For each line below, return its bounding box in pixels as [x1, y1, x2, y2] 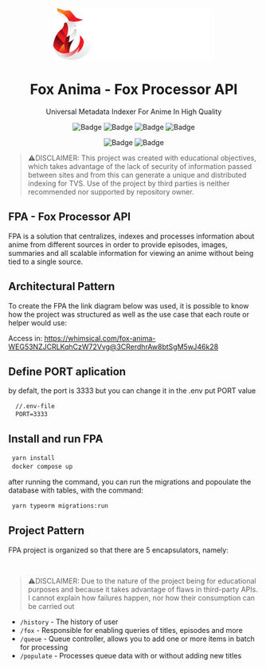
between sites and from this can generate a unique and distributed [27, 170, 247, 179]
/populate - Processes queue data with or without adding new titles [19, 650, 242, 660]
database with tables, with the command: [8, 485, 143, 495]
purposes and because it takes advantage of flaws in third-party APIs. [27, 584, 259, 594]
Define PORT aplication [8, 364, 126, 378]
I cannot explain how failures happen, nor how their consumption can [27, 593, 256, 603]
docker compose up [11, 462, 73, 471]
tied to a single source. [8, 257, 84, 266]
